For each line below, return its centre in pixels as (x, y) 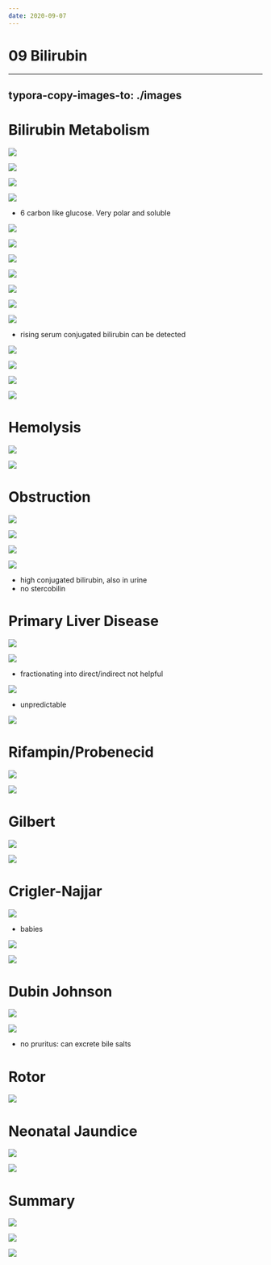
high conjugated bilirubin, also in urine (83, 580)
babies (31, 929)
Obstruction (50, 497)
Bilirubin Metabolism (79, 130)
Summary (42, 1201)
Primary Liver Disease (83, 621)
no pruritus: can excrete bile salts (75, 1044)
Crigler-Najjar (55, 891)
